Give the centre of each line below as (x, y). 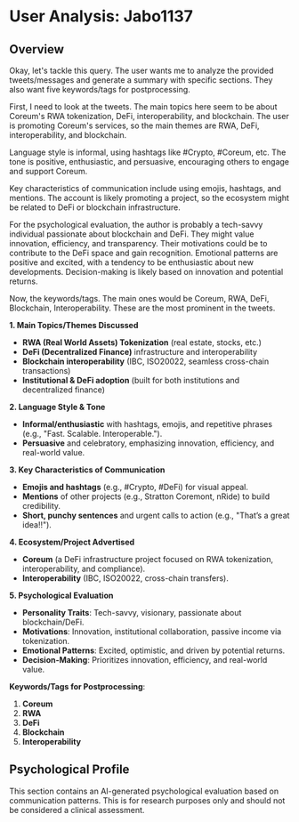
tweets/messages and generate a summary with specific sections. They (141, 80)
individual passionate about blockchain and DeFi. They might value (132, 234)
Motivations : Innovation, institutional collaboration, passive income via (152, 632)
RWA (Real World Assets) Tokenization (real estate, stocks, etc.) (142, 342)
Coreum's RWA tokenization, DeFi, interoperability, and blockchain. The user (149, 116)
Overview (37, 49)
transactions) (46, 371)
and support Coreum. (48, 171)
